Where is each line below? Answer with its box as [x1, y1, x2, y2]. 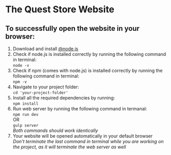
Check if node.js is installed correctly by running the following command [12, 51, 166, 57]
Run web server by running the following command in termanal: [12, 106, 147, 111]
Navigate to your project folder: [12, 84, 80, 90]
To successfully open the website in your [5, 24, 140, 33]
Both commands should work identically [12, 127, 99, 133]
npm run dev [12, 112, 39, 117]
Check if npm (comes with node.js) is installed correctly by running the [12, 68, 163, 73]
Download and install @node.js [12, 46, 79, 52]
